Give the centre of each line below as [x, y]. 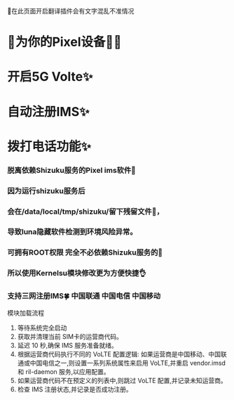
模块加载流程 [26, 313]
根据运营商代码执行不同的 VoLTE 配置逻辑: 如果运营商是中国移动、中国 [119, 354]
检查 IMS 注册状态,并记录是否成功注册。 [75, 389]
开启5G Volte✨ [50, 77]
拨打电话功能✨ [49, 146]
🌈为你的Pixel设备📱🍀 [64, 42]
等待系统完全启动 [42, 328]
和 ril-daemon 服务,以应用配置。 [63, 371]
